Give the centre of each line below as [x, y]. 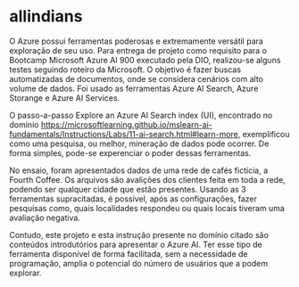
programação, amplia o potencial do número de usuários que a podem [139, 263]
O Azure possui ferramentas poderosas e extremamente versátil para [136, 41]
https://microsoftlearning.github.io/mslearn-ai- [126, 124]
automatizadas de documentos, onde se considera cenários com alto [137, 78]
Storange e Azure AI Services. [65, 98]
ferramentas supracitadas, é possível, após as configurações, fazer [133, 199]
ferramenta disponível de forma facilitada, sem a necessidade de [129, 254]
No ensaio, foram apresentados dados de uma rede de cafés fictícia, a [139, 170]
